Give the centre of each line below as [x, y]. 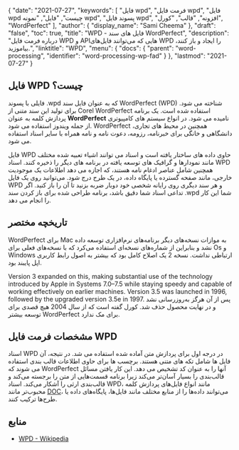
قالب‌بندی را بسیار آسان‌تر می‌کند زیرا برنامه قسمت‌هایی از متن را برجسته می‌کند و [116, 377]
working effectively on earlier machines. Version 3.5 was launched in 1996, [118, 291]
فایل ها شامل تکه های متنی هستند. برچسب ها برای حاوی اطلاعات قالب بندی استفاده [119, 361]
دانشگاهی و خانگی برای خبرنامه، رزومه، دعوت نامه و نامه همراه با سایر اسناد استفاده [120, 133]
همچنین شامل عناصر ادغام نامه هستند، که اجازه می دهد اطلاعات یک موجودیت [111, 170]
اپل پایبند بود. [25, 262]
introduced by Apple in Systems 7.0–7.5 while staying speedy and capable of [120, 284]
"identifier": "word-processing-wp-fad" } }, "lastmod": [126, 56]
